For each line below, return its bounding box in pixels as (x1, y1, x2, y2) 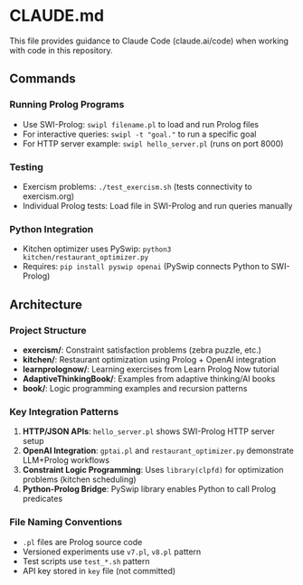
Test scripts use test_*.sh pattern (22, 555, 151, 566)
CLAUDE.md (9, 5, 105, 26)
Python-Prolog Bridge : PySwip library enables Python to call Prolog (22, 484, 277, 495)
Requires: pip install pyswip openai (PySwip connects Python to (22, 261, 270, 272)
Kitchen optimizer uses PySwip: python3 (22, 243, 172, 254)
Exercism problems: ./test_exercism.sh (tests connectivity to (22, 181, 252, 192)
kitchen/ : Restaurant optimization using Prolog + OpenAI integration (22, 354, 277, 364)
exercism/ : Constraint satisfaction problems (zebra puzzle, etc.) (22, 344, 262, 355)
